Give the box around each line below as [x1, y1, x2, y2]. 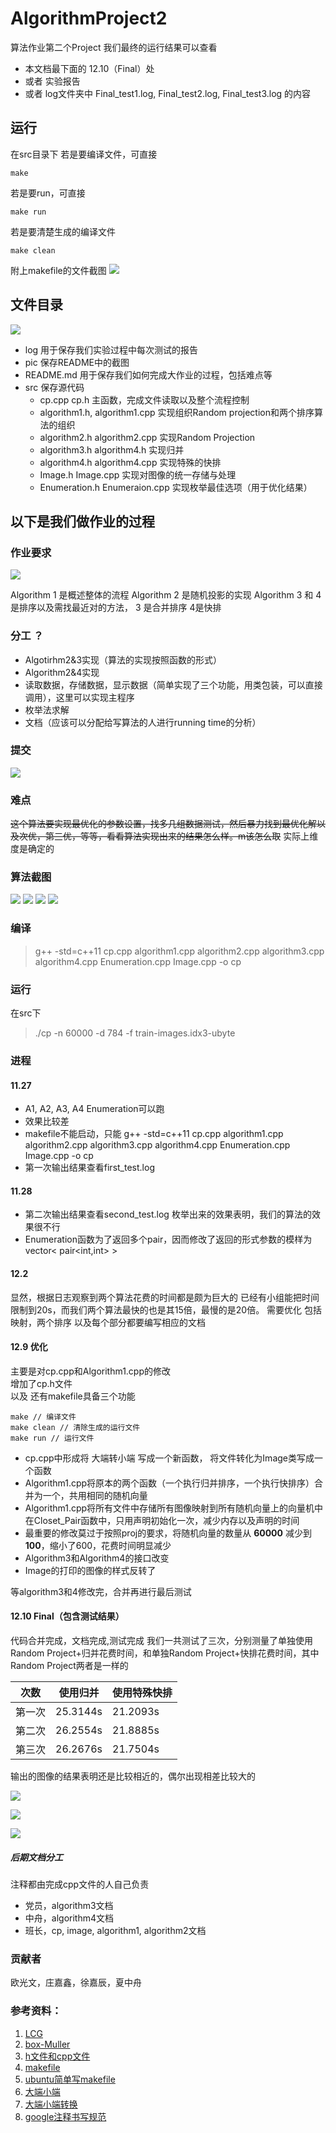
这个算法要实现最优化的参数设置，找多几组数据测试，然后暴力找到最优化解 [10, 818, 317, 830]
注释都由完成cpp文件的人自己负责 [10, 1878, 150, 1890]
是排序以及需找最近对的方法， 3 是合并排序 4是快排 [10, 602, 222, 614]
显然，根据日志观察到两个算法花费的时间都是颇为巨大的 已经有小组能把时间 [10, 1291, 320, 1303]
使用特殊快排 [112, 1685, 173, 1699]
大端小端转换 [24, 2098, 78, 2110]
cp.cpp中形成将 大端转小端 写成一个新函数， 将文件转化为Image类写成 [24, 1452, 315, 1464]
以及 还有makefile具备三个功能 [10, 1390, 136, 1402]
